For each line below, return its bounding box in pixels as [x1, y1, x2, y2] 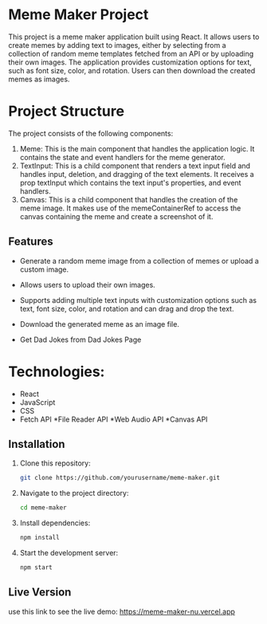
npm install [19, 534, 60, 542]
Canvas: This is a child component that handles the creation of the [19, 194, 238, 204]
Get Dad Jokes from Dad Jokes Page [19, 335, 142, 344]
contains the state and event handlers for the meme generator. [19, 152, 226, 162]
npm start [19, 563, 53, 571]
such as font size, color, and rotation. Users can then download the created [8, 65, 256, 75]
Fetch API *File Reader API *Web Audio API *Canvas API [19, 414, 208, 424]
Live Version [8, 586, 72, 599]
